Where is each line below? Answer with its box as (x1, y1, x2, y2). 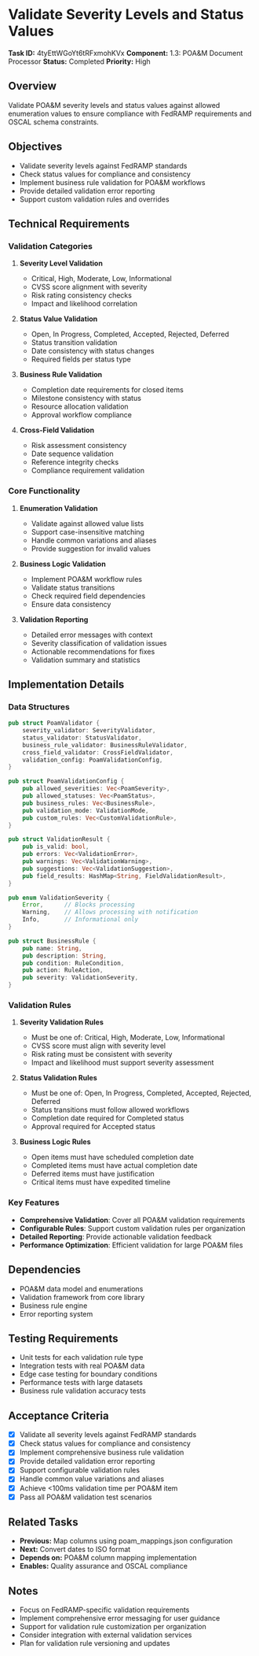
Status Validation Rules (19, 1073, 98, 1083)
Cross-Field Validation (19, 425, 95, 435)
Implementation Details (8, 677, 125, 691)
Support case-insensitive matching (31, 527, 145, 536)
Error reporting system (19, 1309, 93, 1318)
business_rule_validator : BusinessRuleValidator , (22, 741, 188, 749)
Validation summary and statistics (31, 655, 140, 665)
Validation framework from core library (19, 1292, 145, 1302)
